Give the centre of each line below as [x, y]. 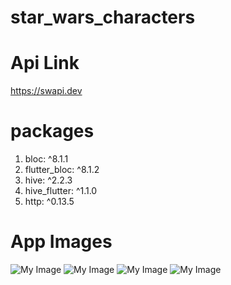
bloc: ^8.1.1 [46, 159]
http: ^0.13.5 [49, 202]
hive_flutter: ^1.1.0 [61, 191]
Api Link [45, 63]
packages [52, 131]
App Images [61, 242]
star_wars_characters [103, 17]
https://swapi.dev [46, 91]
